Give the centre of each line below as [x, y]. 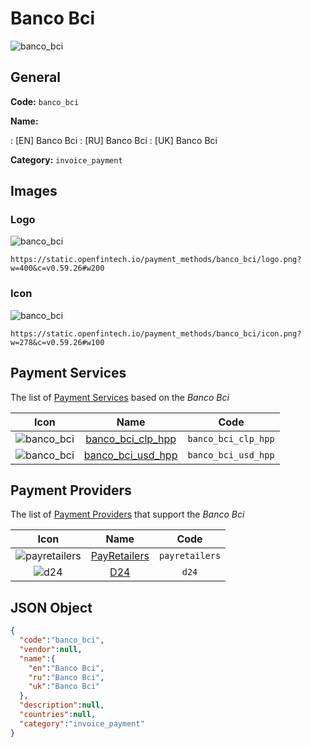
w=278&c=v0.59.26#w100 [57, 342]
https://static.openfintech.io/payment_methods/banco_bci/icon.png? [156, 333]
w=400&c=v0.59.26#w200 [57, 268]
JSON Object [51, 607]
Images [34, 191]
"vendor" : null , [51, 649]
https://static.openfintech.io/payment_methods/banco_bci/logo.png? [156, 260]
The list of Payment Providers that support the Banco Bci [127, 514]
